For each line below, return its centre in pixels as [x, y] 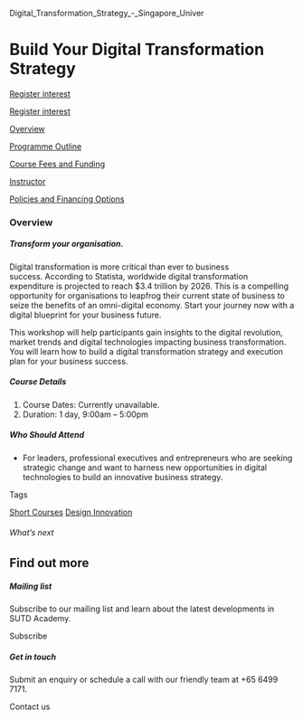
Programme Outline [46, 146]
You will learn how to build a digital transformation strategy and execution [146, 351]
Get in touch [33, 657]
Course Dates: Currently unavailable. [91, 404]
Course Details [38, 382]
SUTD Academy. [40, 618]
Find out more [49, 563]
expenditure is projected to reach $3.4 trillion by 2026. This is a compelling [149, 286]
